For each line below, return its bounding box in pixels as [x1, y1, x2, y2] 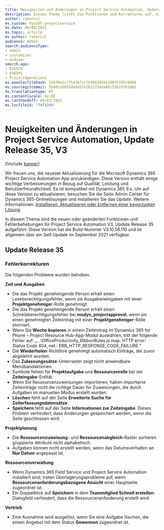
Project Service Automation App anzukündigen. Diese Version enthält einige [5, 175, 158, 181]
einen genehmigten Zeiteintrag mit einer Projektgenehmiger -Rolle [12, 317, 146, 323]
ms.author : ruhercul [5, 35, 47, 40]
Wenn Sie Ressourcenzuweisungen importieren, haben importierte [12, 379, 146, 385]
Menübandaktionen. [12, 363, 53, 369]
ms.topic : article [5, 30, 42, 35]
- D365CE [5, 67, 23, 71]
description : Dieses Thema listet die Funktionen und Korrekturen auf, [5, 12, 154, 17]
